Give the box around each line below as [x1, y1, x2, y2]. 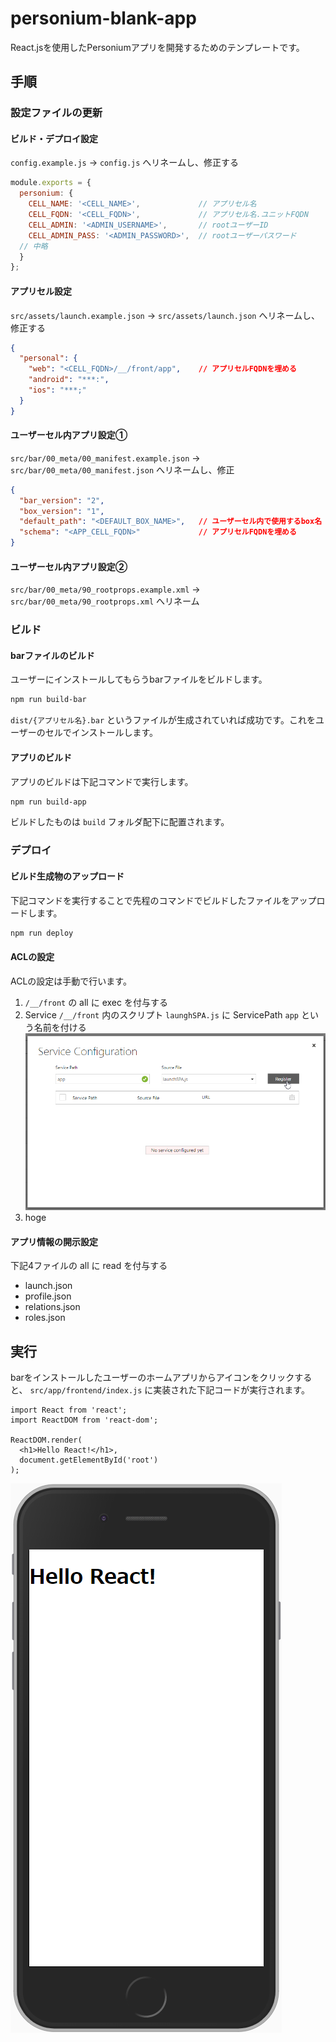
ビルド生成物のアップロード [10, 870, 125, 882]
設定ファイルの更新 [10, 106, 103, 120]
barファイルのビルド [10, 649, 95, 661]
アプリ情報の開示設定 [10, 1235, 98, 1247]
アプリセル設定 [10, 285, 72, 297]
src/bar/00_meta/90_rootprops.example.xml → [10, 583, 201, 596]
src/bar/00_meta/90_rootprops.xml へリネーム [10, 595, 200, 607]
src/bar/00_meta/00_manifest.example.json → [10, 452, 201, 464]
